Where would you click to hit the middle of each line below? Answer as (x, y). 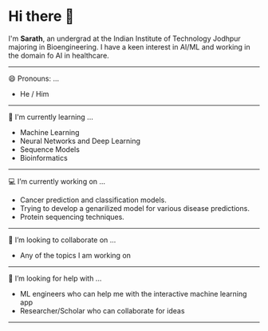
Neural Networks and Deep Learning (80, 141)
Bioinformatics (43, 158)
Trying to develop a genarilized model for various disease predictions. (134, 208)
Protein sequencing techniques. (72, 217)
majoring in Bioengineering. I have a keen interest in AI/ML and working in (129, 46)
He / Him (34, 94)
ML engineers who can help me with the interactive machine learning (133, 293)
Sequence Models (49, 149)
